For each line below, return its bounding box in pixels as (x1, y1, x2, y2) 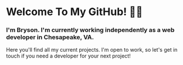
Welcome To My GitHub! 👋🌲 (6, 5, 143, 19)
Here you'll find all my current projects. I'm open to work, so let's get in (6, 46, 178, 53)
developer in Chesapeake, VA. (6, 33, 94, 41)
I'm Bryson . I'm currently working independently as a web (6, 26, 175, 34)
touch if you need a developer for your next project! (6, 52, 131, 60)
